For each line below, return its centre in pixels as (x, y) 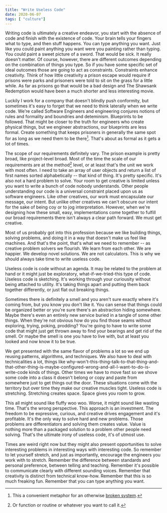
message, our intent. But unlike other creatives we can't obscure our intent (82, 202)
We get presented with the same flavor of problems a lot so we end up (77, 351)
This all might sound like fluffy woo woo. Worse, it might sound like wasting (82, 403)
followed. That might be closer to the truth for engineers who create (75, 122)
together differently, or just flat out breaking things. (57, 290)
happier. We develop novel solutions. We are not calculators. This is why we (83, 253)
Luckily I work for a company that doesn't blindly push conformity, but (77, 101)
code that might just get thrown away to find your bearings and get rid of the (83, 331)
